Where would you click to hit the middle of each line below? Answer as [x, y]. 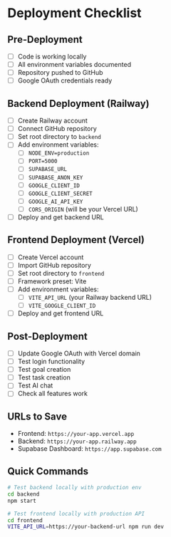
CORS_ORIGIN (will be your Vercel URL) [83, 209]
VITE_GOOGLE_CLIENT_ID [62, 306]
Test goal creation [44, 370]
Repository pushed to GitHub [60, 73]
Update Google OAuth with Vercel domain [79, 353]
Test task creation [44, 377]
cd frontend [25, 520]
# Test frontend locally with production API [76, 513]
